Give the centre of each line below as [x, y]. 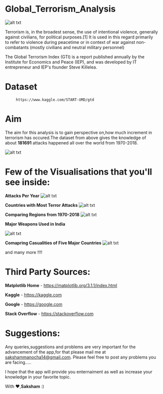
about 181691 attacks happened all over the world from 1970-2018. [72, 143]
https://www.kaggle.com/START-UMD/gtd [55, 100]
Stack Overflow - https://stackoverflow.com [49, 313]
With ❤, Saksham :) [25, 386]
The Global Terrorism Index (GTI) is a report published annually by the [75, 56]
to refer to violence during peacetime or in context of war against [70, 42]
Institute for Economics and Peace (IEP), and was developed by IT [71, 62]
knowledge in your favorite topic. [38, 377]
